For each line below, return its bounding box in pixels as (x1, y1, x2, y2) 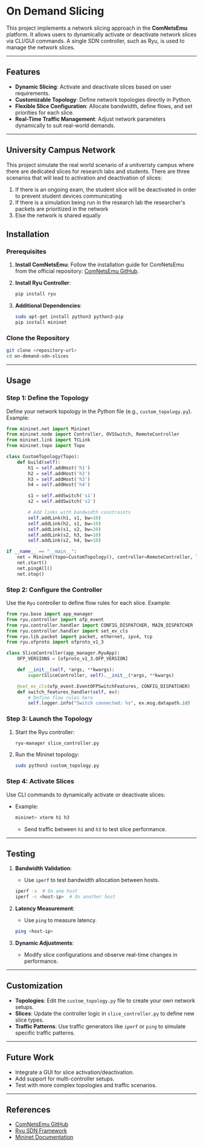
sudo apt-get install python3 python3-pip (14, 314, 124, 320)
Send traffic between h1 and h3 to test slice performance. (24, 825, 167, 832)
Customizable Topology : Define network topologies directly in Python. (14, 96, 192, 103)
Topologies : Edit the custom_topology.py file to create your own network (14, 997, 195, 1004)
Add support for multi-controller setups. (14, 1075, 115, 1082)
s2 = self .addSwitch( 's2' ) (28, 499, 96, 505)
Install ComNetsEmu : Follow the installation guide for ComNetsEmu (14, 261, 184, 268)
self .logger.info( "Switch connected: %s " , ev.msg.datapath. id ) (28, 700, 190, 706)
